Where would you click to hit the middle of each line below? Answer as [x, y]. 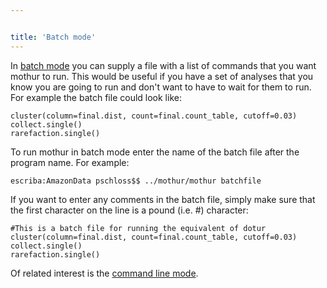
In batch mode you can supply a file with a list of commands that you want [163, 65]
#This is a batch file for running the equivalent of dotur [138, 228]
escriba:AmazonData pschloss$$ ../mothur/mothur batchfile [136, 181]
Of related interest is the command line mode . [104, 273]
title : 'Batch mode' [53, 37]
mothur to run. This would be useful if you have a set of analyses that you [162, 76]
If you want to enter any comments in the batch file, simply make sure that [163, 199]
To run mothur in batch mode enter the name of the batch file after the [155, 152]
